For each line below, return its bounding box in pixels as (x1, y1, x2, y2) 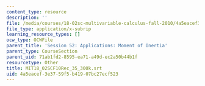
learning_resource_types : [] (6, 31, 81, 38)
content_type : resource (6, 8, 67, 15)
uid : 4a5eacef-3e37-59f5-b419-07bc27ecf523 (6, 71, 119, 77)
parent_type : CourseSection (6, 48, 78, 55)
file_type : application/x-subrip (6, 25, 92, 32)
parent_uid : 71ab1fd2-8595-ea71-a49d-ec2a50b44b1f (6, 54, 138, 60)
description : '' (6, 15, 48, 21)
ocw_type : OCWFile (6, 37, 53, 43)
